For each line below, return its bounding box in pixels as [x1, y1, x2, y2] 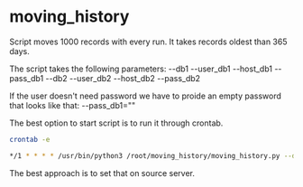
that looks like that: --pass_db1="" [9, 99, 136, 110]
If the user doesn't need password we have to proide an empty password [9, 90, 282, 101]
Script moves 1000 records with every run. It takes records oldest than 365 [9, 36, 288, 47]
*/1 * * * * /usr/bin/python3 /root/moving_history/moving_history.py [9, 151, 280, 160]
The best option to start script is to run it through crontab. [9, 117, 224, 128]
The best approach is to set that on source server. [9, 167, 196, 178]
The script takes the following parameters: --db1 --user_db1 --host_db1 [9, 63, 273, 74]
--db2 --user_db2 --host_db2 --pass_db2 [45, 72, 201, 83]
